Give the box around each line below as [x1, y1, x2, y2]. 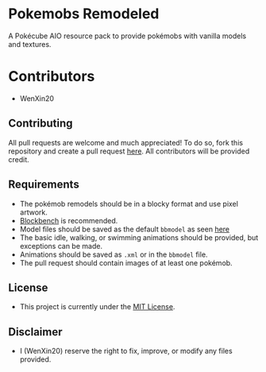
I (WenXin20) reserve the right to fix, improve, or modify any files [19, 347, 233, 356]
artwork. [19, 207, 48, 217]
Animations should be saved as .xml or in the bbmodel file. [19, 250, 208, 259]
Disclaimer [8, 325, 63, 339]
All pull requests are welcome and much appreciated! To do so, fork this [8, 138, 244, 147]
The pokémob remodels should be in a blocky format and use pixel [19, 199, 238, 208]
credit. [8, 154, 29, 164]
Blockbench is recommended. [19, 215, 118, 225]
